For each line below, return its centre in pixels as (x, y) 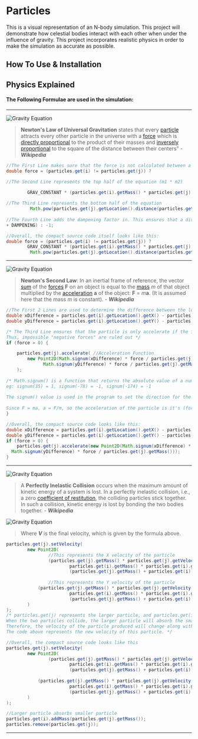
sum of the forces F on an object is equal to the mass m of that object (105, 287)
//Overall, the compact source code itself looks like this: (83, 236)
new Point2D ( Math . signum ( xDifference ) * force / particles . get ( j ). (112, 359)
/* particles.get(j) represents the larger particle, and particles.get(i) (101, 615)
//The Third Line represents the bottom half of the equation (84, 203)
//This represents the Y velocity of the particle (112, 583)
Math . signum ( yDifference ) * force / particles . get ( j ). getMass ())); (96, 452)
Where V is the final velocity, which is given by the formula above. (101, 533)
